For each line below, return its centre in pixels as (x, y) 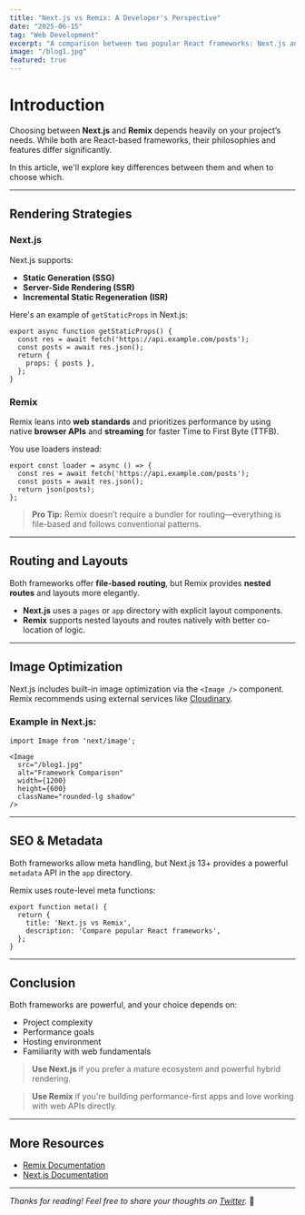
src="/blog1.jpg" (50, 764)
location (38, 630)
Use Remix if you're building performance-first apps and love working (162, 1097)
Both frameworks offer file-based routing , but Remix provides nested (140, 582)
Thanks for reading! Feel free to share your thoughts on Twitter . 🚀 (132, 1201)
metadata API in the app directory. (71, 872)
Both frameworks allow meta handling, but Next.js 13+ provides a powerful (149, 863)
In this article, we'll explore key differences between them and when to (142, 167)
